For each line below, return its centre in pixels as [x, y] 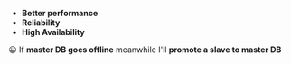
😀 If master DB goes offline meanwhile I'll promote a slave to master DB [145, 50]
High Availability [53, 32]
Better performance [60, 13]
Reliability [41, 23]
